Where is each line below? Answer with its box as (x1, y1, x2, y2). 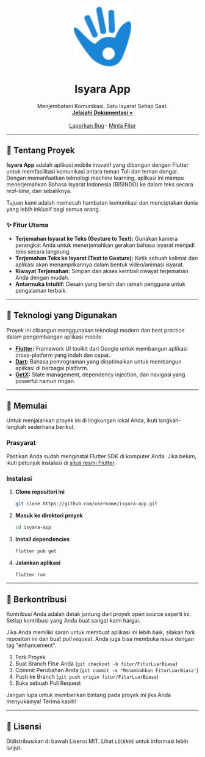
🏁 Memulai (6, 400, 48, 411)
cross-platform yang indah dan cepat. (15, 351, 111, 359)
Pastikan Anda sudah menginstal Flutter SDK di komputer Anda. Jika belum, (6, 452, 196, 459)
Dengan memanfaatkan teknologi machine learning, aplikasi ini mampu (6, 174, 184, 181)
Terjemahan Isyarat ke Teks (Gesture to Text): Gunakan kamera (15, 235, 178, 242)
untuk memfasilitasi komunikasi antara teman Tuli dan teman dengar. (6, 168, 179, 175)
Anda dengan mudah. (15, 274, 70, 281)
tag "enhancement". (6, 642, 57, 649)
